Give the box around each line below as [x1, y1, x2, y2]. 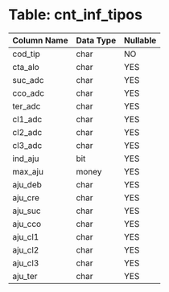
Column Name [12, 35, 68, 46]
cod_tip [12, 48, 40, 60]
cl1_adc [12, 113, 43, 125]
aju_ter [12, 270, 38, 282]
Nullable [123, 35, 157, 46]
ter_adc [12, 101, 41, 112]
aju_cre [12, 191, 40, 203]
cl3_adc [12, 139, 43, 150]
